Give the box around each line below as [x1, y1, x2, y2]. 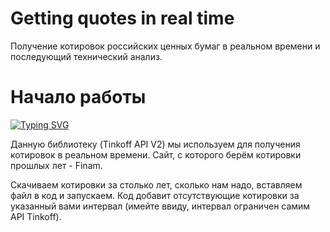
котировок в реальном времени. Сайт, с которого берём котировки [10, 148, 302, 161]
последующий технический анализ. [10, 50, 163, 62]
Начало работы [10, 86, 147, 109]
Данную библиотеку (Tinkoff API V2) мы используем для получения [10, 138, 301, 150]
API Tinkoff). [10, 210, 62, 222]
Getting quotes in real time [10, 7, 235, 30]
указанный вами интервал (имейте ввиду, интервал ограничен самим [10, 200, 311, 212]
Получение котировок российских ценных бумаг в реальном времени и [10, 40, 321, 52]
